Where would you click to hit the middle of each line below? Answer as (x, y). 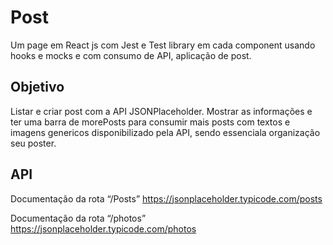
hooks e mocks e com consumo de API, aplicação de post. (131, 55)
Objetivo (37, 87)
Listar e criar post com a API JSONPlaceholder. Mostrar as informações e (161, 111)
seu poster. (33, 143)
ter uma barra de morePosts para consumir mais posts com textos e (150, 122)
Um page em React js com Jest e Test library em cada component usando (163, 45)
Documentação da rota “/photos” (78, 218)
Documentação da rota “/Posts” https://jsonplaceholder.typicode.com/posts (166, 198)
